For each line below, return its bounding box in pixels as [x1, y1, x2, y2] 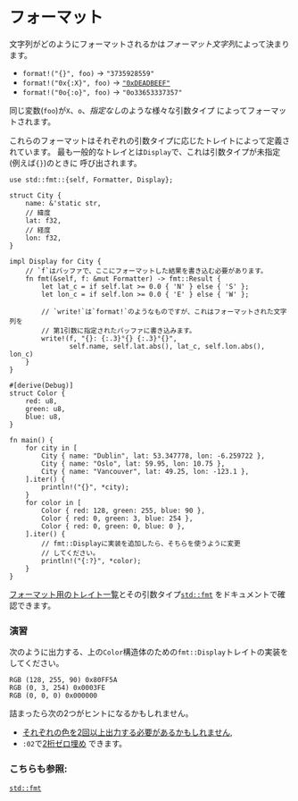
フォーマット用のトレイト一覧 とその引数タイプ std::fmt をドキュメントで [9, 588, 278, 599]
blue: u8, [25, 412, 62, 421]
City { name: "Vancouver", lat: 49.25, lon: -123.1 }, [41, 467, 250, 476]
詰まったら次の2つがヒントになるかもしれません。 [9, 708, 194, 719]
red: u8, [25, 396, 58, 406]
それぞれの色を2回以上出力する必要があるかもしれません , [21, 727, 233, 738]
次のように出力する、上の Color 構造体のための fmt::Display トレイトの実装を [9, 646, 288, 657]
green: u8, [25, 404, 66, 413]
